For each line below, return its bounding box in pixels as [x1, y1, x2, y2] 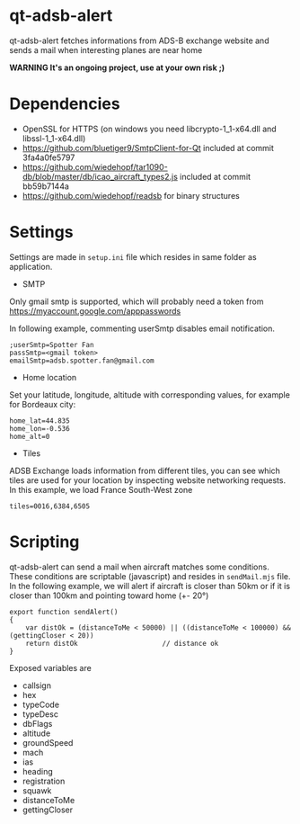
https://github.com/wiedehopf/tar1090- [22, 161, 168, 172]
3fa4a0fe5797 [22, 152, 75, 163]
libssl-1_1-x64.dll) [22, 132, 86, 144]
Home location [22, 372, 77, 382]
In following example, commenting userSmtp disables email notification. [9, 323, 276, 334]
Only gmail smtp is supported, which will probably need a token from [9, 296, 264, 307]
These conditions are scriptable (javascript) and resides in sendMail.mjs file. [9, 570, 291, 581]
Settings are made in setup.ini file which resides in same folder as [9, 251, 258, 262]
